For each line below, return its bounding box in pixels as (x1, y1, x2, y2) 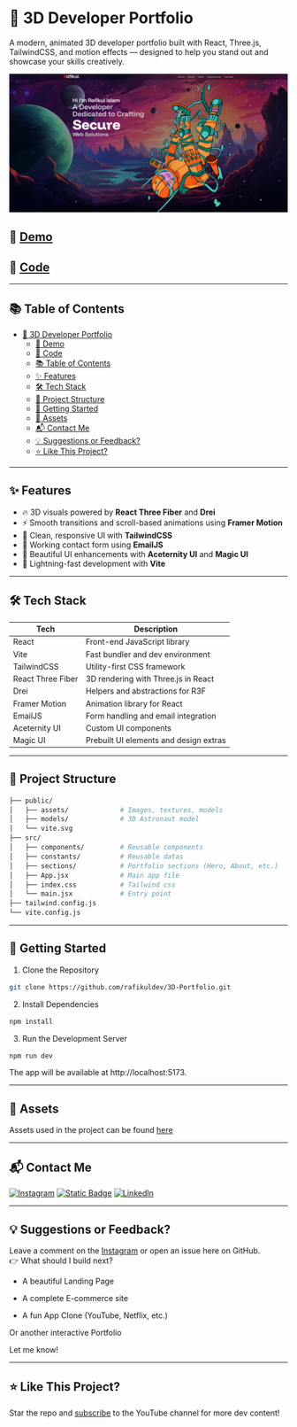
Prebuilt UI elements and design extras (85, 735, 227, 746)
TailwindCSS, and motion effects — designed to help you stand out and (9, 46, 269, 57)
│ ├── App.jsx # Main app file (9, 871, 179, 880)
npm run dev (9, 1051, 53, 1060)
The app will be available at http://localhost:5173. (9, 1067, 187, 1078)
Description (133, 624, 179, 634)
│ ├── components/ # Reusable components (9, 843, 203, 852)
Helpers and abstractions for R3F (85, 686, 206, 696)
